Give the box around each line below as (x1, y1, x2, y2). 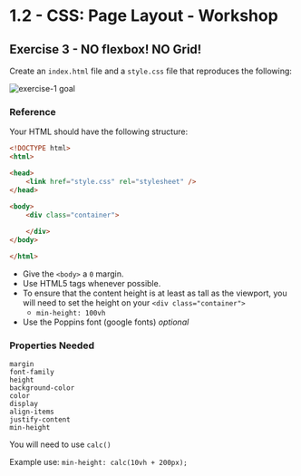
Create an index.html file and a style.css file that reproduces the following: (9, 65, 293, 76)
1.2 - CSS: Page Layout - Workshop (9, 5, 278, 26)
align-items (9, 407, 54, 417)
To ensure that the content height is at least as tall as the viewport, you (22, 287, 287, 298)
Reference (9, 105, 56, 118)
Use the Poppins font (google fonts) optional (22, 316, 189, 327)
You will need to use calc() (9, 439, 112, 450)
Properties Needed (9, 339, 95, 352)
